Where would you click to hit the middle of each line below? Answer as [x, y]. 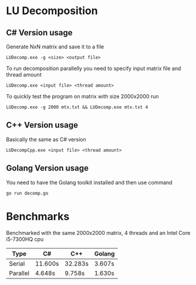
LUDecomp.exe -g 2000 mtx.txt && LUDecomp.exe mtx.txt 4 [77, 107]
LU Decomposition [52, 11]
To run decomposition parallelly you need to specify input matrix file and [94, 68]
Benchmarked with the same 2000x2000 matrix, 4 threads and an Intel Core [98, 233]
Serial [17, 263]
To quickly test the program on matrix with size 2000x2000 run [83, 96]
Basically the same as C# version [46, 139]
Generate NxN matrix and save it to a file [55, 47]
